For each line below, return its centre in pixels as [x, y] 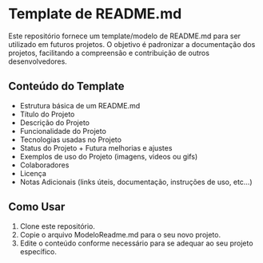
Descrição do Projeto [55, 122]
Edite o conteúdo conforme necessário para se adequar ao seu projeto [136, 243]
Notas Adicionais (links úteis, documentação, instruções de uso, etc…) [136, 182]
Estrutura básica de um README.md [80, 105]
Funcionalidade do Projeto [63, 131]
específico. [38, 251]
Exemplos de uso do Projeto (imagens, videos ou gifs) [109, 156]
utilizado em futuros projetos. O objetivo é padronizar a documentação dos [132, 44]
